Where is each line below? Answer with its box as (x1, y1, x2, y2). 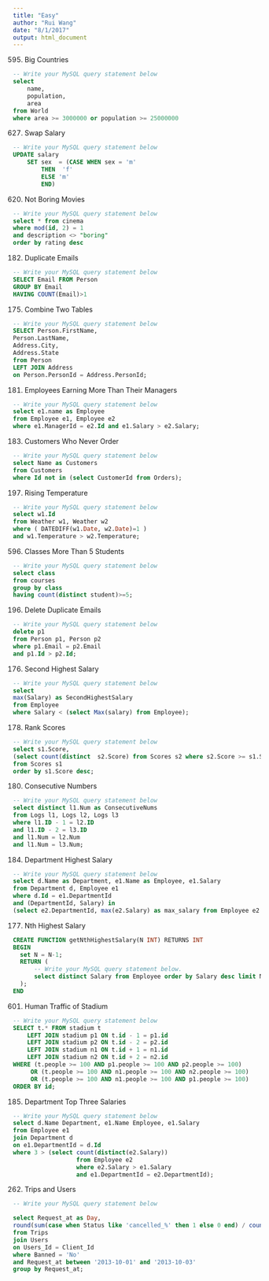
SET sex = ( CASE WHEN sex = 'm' (27, 158, 137, 166)
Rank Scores (24, 723, 66, 732)
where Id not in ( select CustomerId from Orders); (13, 474, 182, 482)
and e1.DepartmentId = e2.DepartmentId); (76, 1170, 215, 1179)
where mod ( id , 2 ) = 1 (13, 224, 84, 232)
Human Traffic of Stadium (24, 1001, 109, 1011)
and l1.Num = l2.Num (13, 833, 81, 841)
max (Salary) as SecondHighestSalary (13, 694, 133, 702)
